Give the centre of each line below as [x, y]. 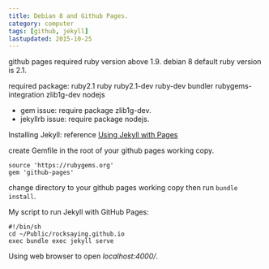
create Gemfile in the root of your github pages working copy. [111, 150]
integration [26, 95]
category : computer [41, 24]
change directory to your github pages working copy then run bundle [123, 188]
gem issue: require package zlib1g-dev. [85, 111]
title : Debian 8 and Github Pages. [68, 16]
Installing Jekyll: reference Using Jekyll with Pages [93, 135]
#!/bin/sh [25, 227]
